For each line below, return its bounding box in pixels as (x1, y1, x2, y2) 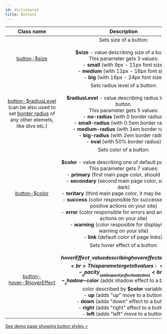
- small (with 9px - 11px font (83, 61, 153, 68)
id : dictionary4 (5, 7, 39, 12)
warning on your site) (98, 227, 149, 234)
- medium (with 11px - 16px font (78, 67, 158, 74)
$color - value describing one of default (61, 158, 156, 165)
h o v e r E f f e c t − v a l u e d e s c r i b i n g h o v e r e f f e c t (61, 254, 160, 263)
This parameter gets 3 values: (88, 55, 159, 62)
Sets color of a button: (97, 146, 150, 153)
